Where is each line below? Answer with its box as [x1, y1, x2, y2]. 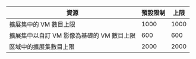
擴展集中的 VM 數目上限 [9, 20, 76, 29]
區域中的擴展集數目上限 [9, 43, 75, 51]
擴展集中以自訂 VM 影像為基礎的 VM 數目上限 [9, 32, 136, 39]
